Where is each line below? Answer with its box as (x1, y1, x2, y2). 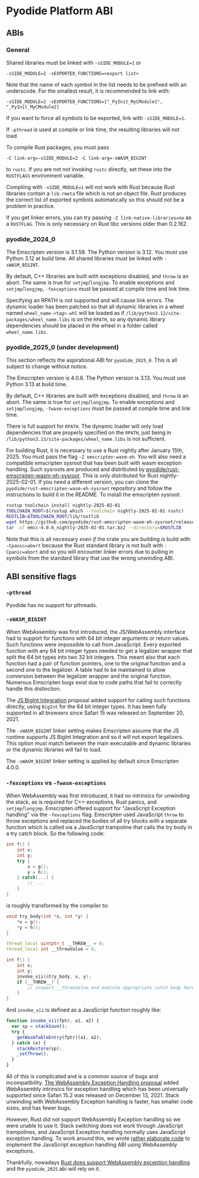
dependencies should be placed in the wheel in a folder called (6, 322, 158, 329)
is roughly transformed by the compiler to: (6, 902, 109, 909)
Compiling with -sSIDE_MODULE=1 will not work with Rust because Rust (6, 183, 175, 191)
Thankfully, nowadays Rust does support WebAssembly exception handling (6, 1159, 190, 1166)
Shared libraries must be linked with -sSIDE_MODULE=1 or (6, 59, 142, 66)
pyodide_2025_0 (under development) (6, 343, 119, 352)
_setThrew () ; (17, 1051, 49, 1057)
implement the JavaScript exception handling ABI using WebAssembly (6, 1141, 178, 1148)
